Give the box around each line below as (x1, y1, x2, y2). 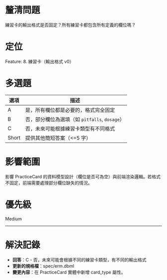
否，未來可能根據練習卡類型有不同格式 (25, 125, 115, 132)
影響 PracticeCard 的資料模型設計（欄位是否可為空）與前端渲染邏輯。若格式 (5, 173, 161, 179)
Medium (5, 215, 22, 221)
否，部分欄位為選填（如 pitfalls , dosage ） (25, 116, 125, 123)
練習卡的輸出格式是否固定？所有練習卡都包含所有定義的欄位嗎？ (5, 22, 136, 28)
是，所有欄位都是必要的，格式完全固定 (25, 106, 115, 113)
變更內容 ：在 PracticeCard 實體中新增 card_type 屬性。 (12, 269, 126, 275)
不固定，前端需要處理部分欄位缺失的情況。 (5, 180, 92, 186)
